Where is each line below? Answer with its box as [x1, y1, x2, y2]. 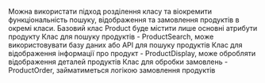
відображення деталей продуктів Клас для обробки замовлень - [8, 57, 229, 66]
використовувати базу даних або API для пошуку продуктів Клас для [8, 40, 243, 50]
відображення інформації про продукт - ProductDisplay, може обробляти [8, 49, 256, 58]
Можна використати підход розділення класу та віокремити [8, 7, 213, 16]
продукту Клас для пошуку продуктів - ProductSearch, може [8, 32, 214, 41]
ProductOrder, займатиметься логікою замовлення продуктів [8, 66, 216, 74]
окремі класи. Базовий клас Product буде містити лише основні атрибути [8, 24, 258, 32]
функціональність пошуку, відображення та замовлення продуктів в [8, 15, 240, 25]
